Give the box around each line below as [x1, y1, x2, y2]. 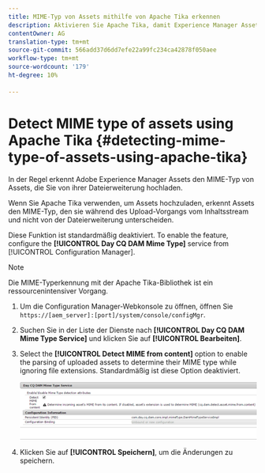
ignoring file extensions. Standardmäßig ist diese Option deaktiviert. [19, 365, 241, 375]
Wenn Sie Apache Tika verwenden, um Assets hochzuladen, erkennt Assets [8, 198, 255, 207]
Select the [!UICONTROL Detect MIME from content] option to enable [19, 349, 248, 358]
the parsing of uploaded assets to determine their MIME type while [19, 357, 237, 367]
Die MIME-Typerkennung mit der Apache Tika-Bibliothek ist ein [8, 278, 214, 287]
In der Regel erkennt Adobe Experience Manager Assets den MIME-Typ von [8, 174, 255, 184]
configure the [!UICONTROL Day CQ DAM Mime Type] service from [8, 238, 230, 248]
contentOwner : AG [8, 29, 65, 37]
